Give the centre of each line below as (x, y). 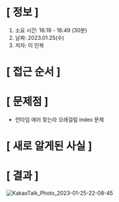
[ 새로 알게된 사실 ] (49, 146)
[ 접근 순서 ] (34, 72)
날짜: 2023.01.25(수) (39, 37)
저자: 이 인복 (29, 45)
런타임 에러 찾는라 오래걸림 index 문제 (59, 120)
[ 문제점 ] (27, 102)
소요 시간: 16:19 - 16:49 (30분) (51, 30)
